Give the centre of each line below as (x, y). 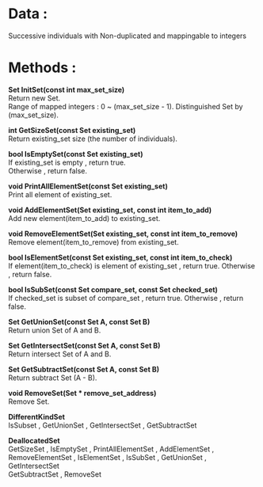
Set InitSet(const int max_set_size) (67, 89)
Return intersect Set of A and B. (60, 354)
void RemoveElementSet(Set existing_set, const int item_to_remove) (123, 234)
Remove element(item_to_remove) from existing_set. (94, 242)
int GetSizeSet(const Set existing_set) (72, 130)
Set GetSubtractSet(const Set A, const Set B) (84, 369)
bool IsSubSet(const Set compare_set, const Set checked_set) (113, 289)
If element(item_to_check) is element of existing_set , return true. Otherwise (132, 265)
